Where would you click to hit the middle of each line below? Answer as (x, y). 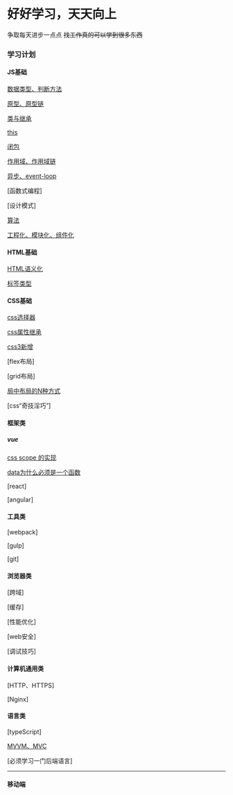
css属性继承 (24, 332)
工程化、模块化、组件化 (41, 235)
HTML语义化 (25, 269)
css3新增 (20, 347)
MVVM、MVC (27, 746)
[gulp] (16, 545)
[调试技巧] (22, 652)
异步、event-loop (32, 176)
